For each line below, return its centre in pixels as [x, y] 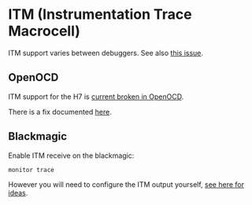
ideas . [18, 192]
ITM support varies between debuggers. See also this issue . [106, 53]
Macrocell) [44, 31]
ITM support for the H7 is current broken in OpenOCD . [96, 97]
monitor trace [31, 170]
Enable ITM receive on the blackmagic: [71, 156]
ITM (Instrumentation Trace [100, 15]
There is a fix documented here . [60, 112]
